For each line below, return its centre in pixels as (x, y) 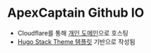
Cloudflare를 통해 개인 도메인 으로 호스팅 (73, 33)
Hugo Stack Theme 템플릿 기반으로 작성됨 (76, 41)
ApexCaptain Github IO (76, 13)
